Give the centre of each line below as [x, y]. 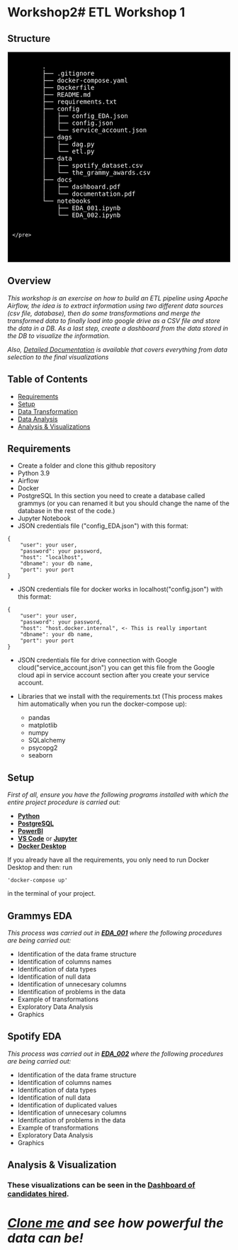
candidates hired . [38, 1194]
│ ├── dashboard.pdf [81, 187]
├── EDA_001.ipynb [89, 208]
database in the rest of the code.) [66, 511]
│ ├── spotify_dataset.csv [93, 165]
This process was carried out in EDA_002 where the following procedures [115, 1054]
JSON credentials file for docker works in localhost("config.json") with [120, 590]
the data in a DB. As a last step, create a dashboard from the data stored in [118, 328]
